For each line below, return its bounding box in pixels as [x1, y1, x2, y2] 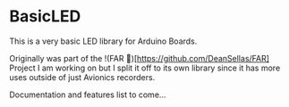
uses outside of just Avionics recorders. [9, 71, 156, 82]
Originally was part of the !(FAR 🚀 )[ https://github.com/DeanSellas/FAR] [9, 53, 270, 63]
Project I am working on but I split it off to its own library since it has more [9, 62, 281, 73]
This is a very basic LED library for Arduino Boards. [9, 36, 198, 46]
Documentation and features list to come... [9, 89, 166, 100]
